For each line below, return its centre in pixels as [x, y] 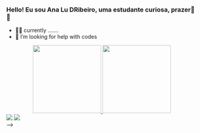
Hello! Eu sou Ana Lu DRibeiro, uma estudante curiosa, [88, 10]
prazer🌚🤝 [183, 10]
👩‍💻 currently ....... [37, 30]
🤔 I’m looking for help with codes [56, 37]
